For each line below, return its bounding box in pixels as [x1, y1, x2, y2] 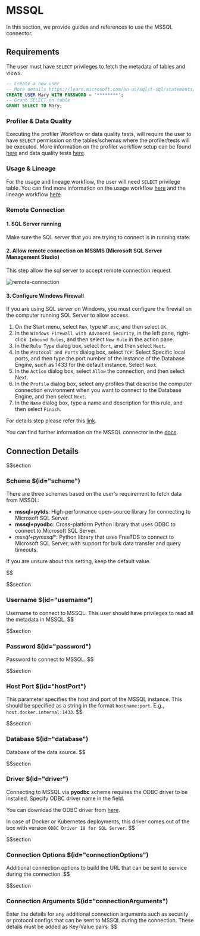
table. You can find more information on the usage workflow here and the [6, 184, 186, 191]
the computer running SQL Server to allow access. [6, 311, 130, 319]
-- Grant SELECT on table [6, 97, 70, 103]
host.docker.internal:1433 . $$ [6, 708, 83, 716]
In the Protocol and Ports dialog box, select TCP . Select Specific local [14, 348, 186, 356]
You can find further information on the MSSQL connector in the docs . [6, 429, 179, 436]
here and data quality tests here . [6, 150, 86, 157]
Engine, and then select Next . [14, 393, 87, 400]
